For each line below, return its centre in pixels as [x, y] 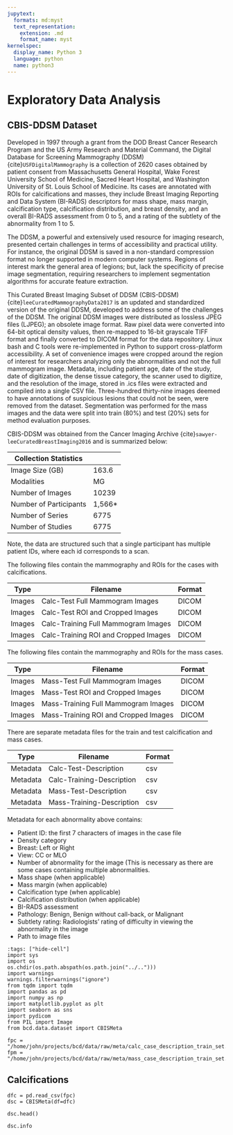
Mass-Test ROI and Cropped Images [101, 692]
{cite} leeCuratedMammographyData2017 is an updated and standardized [106, 302]
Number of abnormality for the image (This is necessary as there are [115, 862]
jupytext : [21, 14]
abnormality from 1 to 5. [41, 223]
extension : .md [42, 33]
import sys [23, 955]
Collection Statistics [49, 458]
